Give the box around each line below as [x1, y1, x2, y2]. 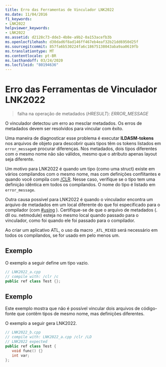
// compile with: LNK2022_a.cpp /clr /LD [5, 335, 92, 340]
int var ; [11, 353, 30, 358]
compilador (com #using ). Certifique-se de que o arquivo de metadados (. [5, 207, 158, 213]
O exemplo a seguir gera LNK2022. [5, 320, 77, 326]
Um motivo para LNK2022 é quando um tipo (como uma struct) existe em [5, 166, 155, 172]
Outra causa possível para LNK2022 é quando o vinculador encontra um [5, 197, 154, 203]
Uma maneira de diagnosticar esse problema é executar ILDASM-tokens [5, 135, 154, 141]
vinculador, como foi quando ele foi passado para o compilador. [5, 217, 135, 223]
